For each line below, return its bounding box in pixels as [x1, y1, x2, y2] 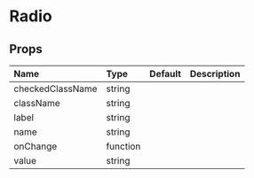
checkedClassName [13, 82, 98, 95]
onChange [13, 140, 58, 152]
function [106, 140, 141, 152]
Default [149, 68, 182, 80]
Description [189, 68, 241, 80]
